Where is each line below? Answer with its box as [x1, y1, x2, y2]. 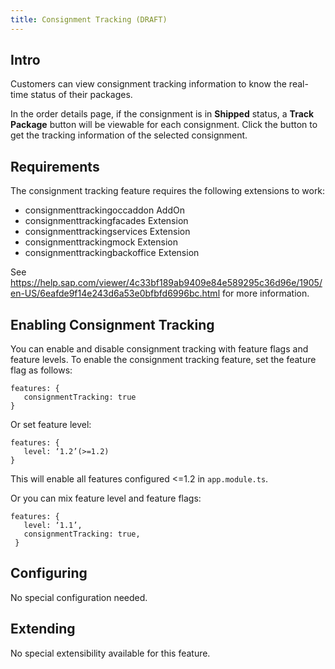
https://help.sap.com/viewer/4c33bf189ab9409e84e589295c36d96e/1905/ [10, 277, 323, 289]
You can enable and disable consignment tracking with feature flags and [10, 343, 309, 355]
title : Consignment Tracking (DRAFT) [10, 14, 168, 25]
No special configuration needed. [10, 591, 148, 603]
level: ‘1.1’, [23, 521, 83, 531]
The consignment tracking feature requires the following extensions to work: [10, 185, 326, 197]
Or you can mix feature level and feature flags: [10, 492, 202, 505]
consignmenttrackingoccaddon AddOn [24, 204, 185, 216]
